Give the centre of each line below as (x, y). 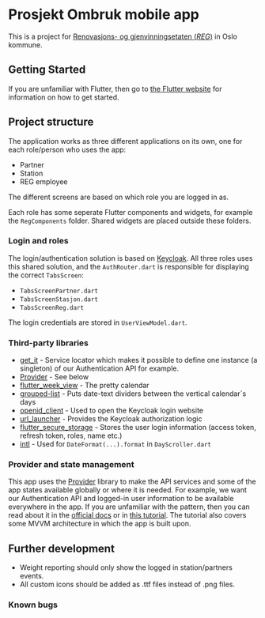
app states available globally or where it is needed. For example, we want (128, 490)
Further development (61, 548)
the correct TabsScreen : (46, 275)
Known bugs (33, 605)
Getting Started (47, 70)
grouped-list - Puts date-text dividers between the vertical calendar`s (133, 394)
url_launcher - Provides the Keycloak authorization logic (111, 419)
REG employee (44, 181)
